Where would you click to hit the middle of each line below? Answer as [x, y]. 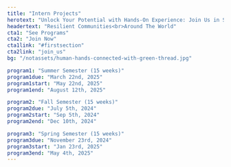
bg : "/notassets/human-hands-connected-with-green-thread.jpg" [100, 58]
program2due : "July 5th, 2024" [52, 109]
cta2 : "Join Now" [32, 39]
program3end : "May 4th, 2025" [51, 153]
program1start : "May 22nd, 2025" [55, 83]
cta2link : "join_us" [37, 52]
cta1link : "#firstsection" [46, 45]
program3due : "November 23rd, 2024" [59, 140]
